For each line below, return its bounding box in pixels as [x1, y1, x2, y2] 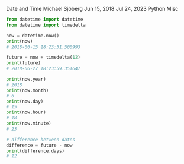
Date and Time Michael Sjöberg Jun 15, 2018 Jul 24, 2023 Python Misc [6, 5, 179, 12]
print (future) [6, 60, 41, 66]
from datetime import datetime [6, 17, 83, 23]
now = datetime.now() [6, 33, 60, 39]
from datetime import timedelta [6, 22, 86, 28]
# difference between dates [6, 137, 76, 143]
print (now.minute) [6, 121, 51, 127]
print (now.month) [6, 87, 49, 93]
